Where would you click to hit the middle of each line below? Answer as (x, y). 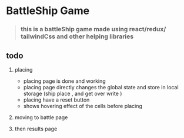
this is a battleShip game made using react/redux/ (93, 29)
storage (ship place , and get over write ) (73, 93)
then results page (36, 129)
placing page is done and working (64, 81)
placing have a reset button (56, 100)
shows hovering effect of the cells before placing (83, 106)
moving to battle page (41, 117)
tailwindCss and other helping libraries (77, 36)
